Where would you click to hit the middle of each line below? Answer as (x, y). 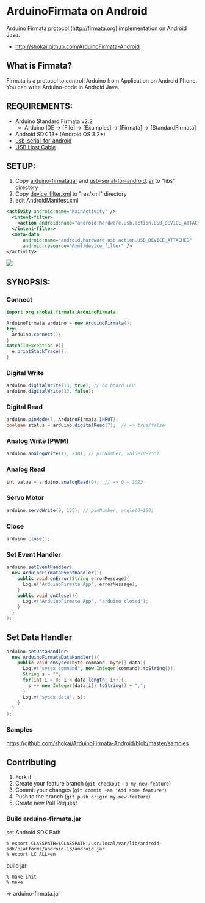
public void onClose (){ (48, 596)
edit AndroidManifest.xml (47, 201)
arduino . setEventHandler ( (39, 567)
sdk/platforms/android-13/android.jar (56, 849)
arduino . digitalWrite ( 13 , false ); (50, 392)
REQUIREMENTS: (40, 106)
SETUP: (21, 166)
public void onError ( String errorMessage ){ (74, 578)
